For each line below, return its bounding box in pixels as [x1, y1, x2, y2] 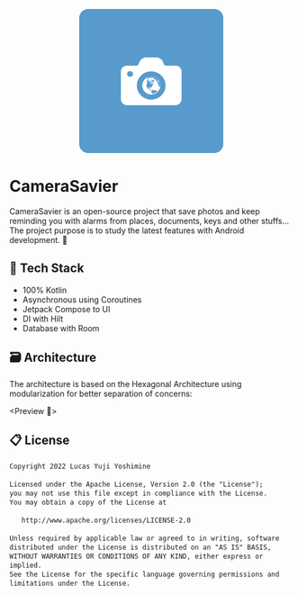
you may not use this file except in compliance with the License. [9, 489, 268, 499]
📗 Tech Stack [9, 261, 85, 276]
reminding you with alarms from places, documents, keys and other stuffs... [9, 215, 290, 226]
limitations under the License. [9, 579, 131, 589]
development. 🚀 [9, 234, 68, 245]
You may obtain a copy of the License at [9, 498, 167, 508]
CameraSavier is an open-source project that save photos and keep [9, 205, 261, 216]
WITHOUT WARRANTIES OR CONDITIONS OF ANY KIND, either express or [9, 552, 264, 562]
